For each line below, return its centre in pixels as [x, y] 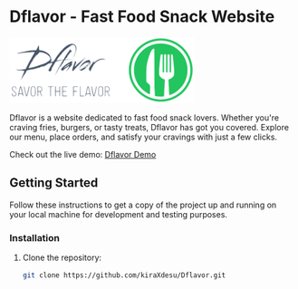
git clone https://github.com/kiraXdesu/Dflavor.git [124, 275]
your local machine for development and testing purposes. [119, 214]
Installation [35, 237]
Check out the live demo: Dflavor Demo [83, 154]
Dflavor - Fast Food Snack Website [142, 17]
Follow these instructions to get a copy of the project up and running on [143, 205]
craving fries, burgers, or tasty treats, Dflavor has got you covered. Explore [149, 127]
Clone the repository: [62, 258]
